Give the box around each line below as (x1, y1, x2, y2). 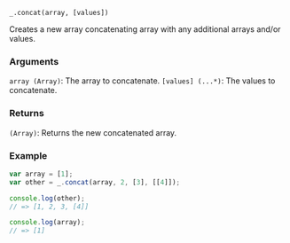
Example (9, 149, 48, 161)
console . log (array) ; (9, 218, 86, 227)
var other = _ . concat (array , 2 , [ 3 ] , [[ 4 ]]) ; (9, 177, 181, 186)
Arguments (9, 55, 59, 67)
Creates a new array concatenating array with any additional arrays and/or (9, 24, 281, 35)
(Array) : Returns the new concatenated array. (9, 127, 177, 137)
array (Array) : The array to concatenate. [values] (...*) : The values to (9, 75, 276, 86)
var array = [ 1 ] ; (9, 169, 74, 178)
